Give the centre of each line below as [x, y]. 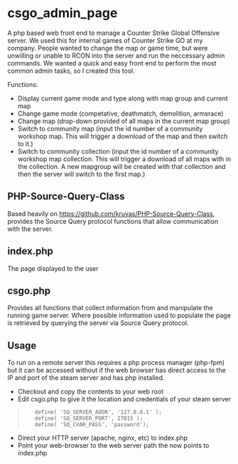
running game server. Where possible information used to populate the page [119, 316]
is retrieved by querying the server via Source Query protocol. [98, 323]
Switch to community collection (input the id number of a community [118, 151]
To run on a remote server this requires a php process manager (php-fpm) [116, 363]
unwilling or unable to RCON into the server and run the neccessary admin [116, 56]
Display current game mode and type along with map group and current [123, 98]
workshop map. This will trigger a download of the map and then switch [123, 136]
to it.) [25, 143]
